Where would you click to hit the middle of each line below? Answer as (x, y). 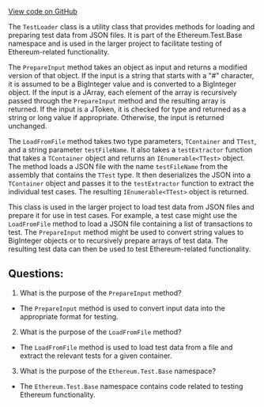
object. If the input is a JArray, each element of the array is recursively (123, 92)
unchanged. (28, 126)
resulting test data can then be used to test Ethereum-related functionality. (130, 249)
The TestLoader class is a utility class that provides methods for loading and (132, 26)
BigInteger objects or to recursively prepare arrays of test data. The (118, 241)
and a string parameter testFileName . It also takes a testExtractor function (130, 150)
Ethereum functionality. (58, 394)
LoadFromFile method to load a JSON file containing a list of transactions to (130, 224)
